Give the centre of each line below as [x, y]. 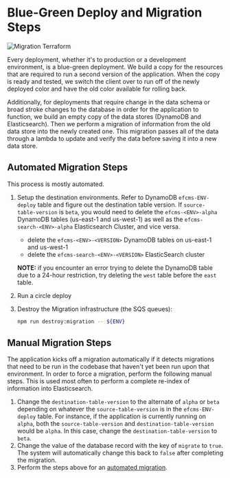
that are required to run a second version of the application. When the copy [114, 74]
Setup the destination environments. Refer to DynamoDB [97, 197]
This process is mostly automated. [56, 184]
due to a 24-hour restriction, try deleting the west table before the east [117, 275]
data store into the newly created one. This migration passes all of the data [113, 131]
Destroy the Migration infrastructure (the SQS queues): [95, 309]
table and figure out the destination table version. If [110, 205]
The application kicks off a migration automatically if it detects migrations [111, 359]
